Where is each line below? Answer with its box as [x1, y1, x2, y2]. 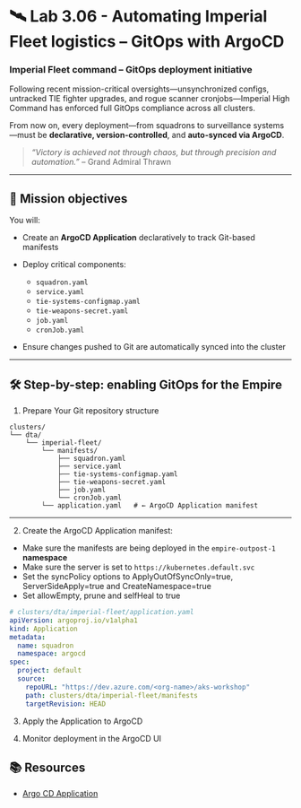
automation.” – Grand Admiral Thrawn [30, 157, 172, 168]
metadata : [9, 632, 47, 641]
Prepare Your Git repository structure [21, 405, 159, 416]
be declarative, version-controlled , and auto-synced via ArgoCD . [37, 130, 285, 141]
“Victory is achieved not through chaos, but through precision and [30, 147, 277, 158]
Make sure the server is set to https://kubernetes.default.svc [21, 561, 255, 573]
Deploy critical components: [21, 259, 127, 270]
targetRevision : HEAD [25, 699, 106, 708]
